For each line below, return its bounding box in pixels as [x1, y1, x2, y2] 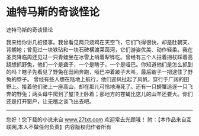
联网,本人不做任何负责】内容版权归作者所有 [6, 123, 112, 130]
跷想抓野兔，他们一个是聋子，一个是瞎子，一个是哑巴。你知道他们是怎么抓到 [6, 60, 193, 68]
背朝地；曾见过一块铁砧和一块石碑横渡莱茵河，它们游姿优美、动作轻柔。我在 [6, 46, 193, 53]
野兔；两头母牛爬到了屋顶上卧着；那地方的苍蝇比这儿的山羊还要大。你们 [16, 90, 193, 98]
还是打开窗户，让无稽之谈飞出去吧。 [6, 98, 95, 105]
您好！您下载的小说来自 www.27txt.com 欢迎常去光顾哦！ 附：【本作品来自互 [6, 116, 192, 123]
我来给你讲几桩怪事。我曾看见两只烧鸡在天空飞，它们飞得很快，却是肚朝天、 [6, 38, 193, 46]
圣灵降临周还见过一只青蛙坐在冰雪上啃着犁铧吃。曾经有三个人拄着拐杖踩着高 [6, 53, 193, 60]
